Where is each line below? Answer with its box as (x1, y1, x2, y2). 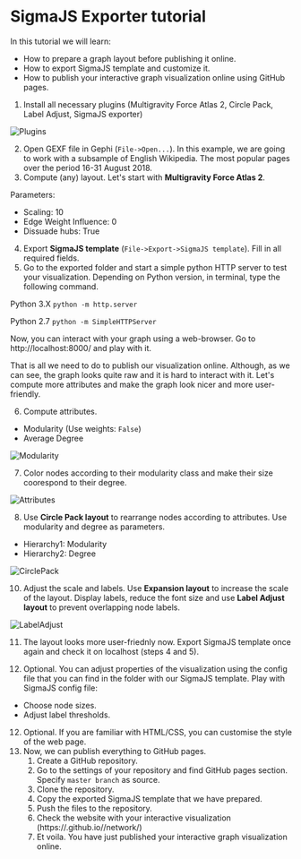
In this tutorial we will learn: (10, 36, 111, 47)
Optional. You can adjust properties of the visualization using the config (22, 663, 288, 674)
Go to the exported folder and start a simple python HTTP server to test (22, 262, 288, 272)
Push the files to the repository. (36, 803, 153, 813)
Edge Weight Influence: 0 (22, 216, 117, 227)
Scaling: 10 (22, 206, 64, 217)
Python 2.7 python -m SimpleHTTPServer (10, 315, 157, 326)
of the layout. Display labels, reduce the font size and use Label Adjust (22, 592, 285, 603)
